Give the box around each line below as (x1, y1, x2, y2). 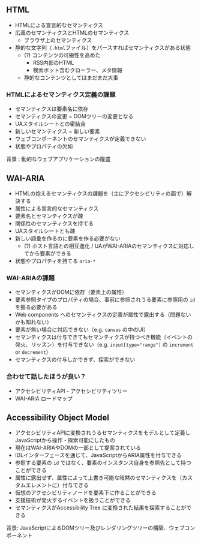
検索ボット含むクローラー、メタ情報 (32, 66, 123, 74)
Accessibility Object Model (6, 412, 110, 422)
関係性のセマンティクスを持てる (14, 220, 94, 227)
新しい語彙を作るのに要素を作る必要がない (14, 235, 121, 242)
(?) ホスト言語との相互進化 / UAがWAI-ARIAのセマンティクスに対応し (23, 242, 194, 250)
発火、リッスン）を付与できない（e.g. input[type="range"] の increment (14, 341, 194, 348)
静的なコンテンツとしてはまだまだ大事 (23, 74, 119, 81)
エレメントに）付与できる (25, 482, 89, 489)
